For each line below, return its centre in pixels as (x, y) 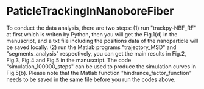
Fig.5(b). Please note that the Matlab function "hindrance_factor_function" (99, 73)
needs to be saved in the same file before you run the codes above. (91, 79)
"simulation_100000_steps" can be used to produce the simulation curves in (101, 66)
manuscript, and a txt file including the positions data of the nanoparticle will (102, 41)
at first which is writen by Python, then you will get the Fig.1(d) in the (92, 34)
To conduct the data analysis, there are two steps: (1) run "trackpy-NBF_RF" (101, 28)
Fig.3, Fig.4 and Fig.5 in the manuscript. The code (69, 60)
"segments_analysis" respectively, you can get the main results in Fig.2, (97, 53)
